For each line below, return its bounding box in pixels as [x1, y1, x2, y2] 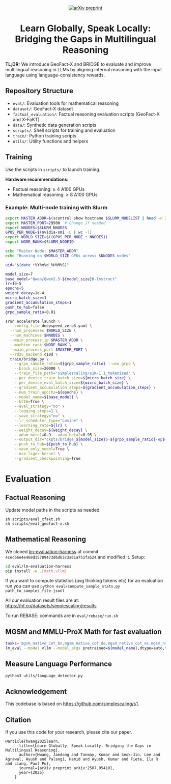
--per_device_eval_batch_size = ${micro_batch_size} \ [14, 380, 129, 385]
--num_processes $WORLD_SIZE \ [10, 328, 76, 333]
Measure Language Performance [5, 660, 112, 668]
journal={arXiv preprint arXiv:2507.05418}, [18, 766, 115, 771]
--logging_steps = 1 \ [14, 409, 58, 414]
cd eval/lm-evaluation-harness [5, 564, 72, 569]
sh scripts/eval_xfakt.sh [5, 517, 60, 522]
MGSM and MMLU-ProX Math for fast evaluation [5, 627, 162, 636]
